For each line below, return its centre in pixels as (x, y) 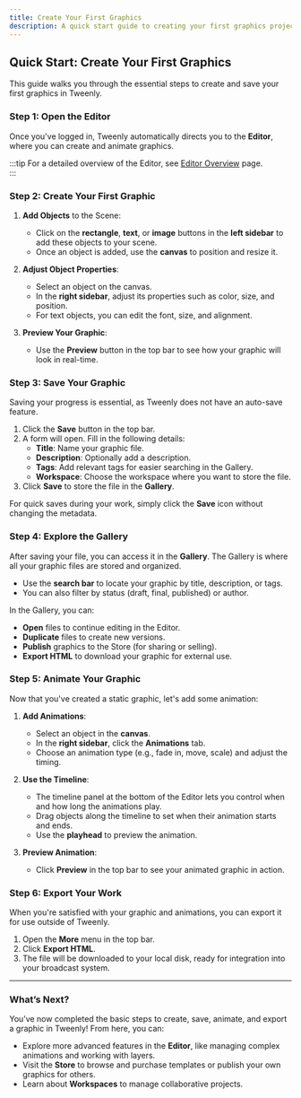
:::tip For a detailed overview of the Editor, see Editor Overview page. (136, 163)
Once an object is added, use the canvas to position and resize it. (157, 251)
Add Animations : (54, 716)
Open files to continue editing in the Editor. (101, 627)
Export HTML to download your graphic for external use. (127, 656)
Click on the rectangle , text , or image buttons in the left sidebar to (159, 232)
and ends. (54, 825)
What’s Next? (39, 999)
